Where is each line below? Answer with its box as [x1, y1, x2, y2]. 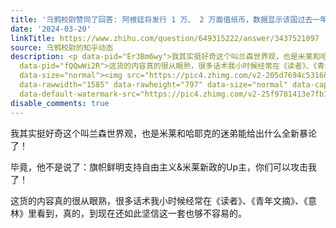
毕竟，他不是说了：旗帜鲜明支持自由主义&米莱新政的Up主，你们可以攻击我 [10, 161, 318, 173]
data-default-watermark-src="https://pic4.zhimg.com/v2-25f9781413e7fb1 [19, 89, 329, 99]
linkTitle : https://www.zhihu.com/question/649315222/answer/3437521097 [10, 33, 320, 43]
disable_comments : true [10, 98, 110, 108]
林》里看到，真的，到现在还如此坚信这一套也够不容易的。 [10, 207, 247, 219]
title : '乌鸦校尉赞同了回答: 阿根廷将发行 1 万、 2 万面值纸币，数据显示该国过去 [10, 14, 313, 25]
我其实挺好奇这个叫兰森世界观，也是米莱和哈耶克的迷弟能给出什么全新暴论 [10, 127, 317, 139]
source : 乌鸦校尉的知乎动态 [10, 42, 114, 53]
